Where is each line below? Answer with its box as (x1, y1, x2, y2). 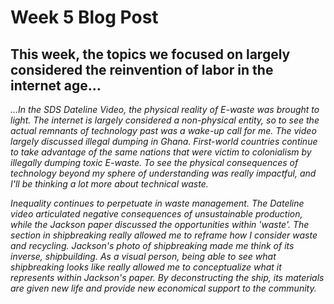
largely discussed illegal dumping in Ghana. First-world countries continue (10, 136, 318, 147)
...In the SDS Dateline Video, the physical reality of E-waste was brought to (10, 104, 320, 115)
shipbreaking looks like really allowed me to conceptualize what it (10, 261, 282, 273)
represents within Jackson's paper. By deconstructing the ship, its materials (10, 272, 325, 283)
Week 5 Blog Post (10, 6, 159, 29)
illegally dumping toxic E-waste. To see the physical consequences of (10, 157, 299, 168)
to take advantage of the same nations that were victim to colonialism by (10, 146, 312, 158)
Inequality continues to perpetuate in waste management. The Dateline (10, 197, 305, 209)
